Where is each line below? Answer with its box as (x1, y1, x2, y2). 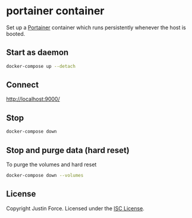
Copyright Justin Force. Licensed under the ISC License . (6, 204, 144, 212)
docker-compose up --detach (6, 63, 76, 69)
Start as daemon (6, 48, 69, 58)
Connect (6, 80, 39, 90)
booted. (6, 30, 26, 37)
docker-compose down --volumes (6, 172, 84, 178)
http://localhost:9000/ (6, 95, 61, 102)
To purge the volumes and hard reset (6, 161, 97, 168)
